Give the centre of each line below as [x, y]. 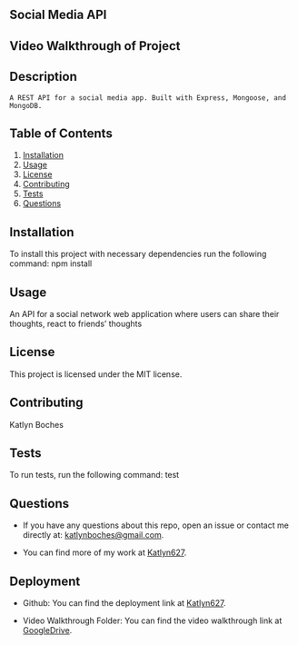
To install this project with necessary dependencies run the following [138, 254]
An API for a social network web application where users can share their [144, 314]
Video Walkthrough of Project [95, 46]
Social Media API [58, 15]
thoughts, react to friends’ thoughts [76, 324]
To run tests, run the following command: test [94, 475]
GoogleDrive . [47, 630]
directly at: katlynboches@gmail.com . [93, 535]
